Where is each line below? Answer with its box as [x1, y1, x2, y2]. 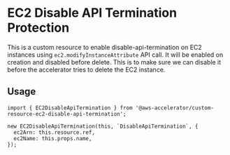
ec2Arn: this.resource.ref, [13, 128, 96, 136]
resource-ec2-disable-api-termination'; [7, 110, 127, 117]
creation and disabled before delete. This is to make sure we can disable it [7, 58, 222, 66]
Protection [7, 20, 70, 36]
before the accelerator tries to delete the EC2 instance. [7, 65, 166, 74]
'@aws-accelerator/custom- [135, 104, 215, 112]
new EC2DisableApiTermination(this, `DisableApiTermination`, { [7, 123, 199, 130]
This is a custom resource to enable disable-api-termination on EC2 [7, 43, 203, 51]
